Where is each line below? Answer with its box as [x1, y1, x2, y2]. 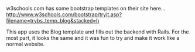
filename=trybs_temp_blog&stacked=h [6, 17, 100, 24]
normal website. [6, 40, 45, 47]
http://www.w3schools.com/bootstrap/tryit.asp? [6, 11, 122, 18]
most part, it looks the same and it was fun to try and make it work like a [6, 35, 180, 41]
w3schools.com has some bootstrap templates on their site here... [6, 5, 166, 12]
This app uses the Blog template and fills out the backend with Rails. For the [6, 28, 189, 35]
